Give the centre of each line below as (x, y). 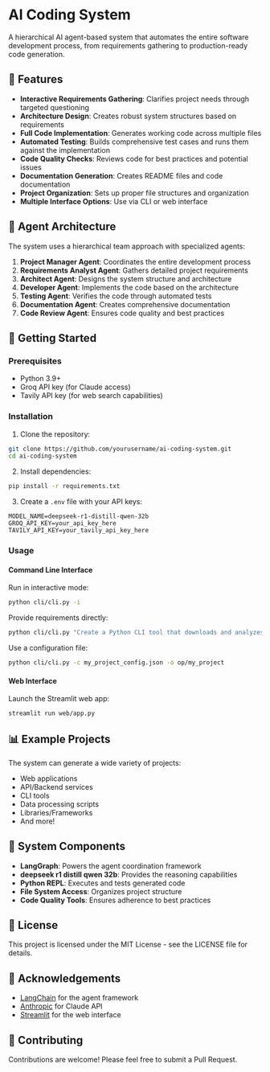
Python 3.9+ (41, 379)
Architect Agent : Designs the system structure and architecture (126, 278)
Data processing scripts (59, 804)
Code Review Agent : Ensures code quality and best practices (122, 313)
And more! (37, 821)
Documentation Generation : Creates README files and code (121, 175)
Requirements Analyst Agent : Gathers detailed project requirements (134, 270)
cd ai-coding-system (43, 456)
